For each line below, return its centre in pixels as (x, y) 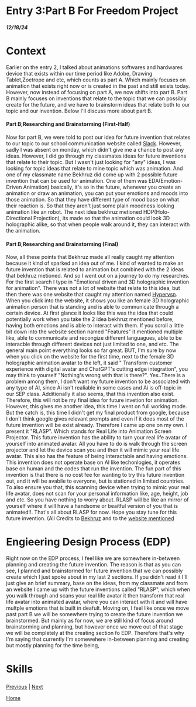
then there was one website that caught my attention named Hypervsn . (92, 295)
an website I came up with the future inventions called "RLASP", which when (98, 589)
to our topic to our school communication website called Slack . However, (94, 143)
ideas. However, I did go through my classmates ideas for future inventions (96, 156)
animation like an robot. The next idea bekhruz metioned (74, 211)
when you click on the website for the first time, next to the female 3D (90, 357)
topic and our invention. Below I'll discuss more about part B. (79, 111)
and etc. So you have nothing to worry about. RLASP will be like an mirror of (97, 500)
